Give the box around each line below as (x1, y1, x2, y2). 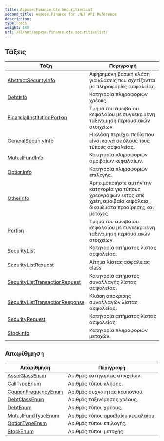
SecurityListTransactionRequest (7, 278, 81, 285)
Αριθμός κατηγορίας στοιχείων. (68, 372, 142, 379)
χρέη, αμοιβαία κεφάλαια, (89, 198, 150, 204)
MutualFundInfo (7, 154, 44, 161)
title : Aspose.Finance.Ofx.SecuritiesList (5, 7, 93, 12)
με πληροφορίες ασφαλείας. (89, 83, 156, 89)
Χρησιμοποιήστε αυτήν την (89, 179, 152, 186)
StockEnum (7, 428, 34, 435)
